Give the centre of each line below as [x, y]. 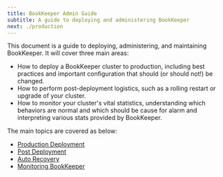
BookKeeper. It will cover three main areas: [68, 53]
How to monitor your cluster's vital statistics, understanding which [111, 103]
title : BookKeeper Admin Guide [52, 13]
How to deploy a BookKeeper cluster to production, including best [111, 67]
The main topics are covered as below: [62, 131]
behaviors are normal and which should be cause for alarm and [107, 110]
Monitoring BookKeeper [51, 167]
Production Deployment [51, 145]
